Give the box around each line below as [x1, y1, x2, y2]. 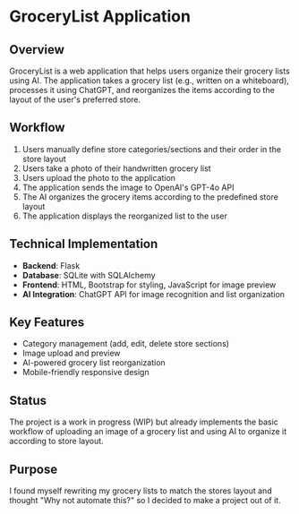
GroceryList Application [9, 6, 191, 27]
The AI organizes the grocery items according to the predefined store [21, 191, 279, 202]
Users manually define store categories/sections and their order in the [21, 143, 282, 154]
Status [9, 392, 47, 408]
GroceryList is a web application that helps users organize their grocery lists [9, 65, 291, 76]
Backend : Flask [21, 260, 81, 270]
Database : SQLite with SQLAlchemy [21, 270, 156, 280]
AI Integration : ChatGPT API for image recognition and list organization [21, 288, 285, 299]
